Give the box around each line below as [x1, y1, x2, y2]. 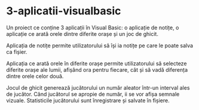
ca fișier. [6, 48, 27, 55]
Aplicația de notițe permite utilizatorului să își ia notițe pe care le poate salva [6, 42, 193, 49]
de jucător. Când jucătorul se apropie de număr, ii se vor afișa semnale [6, 90, 180, 97]
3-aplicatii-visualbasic [6, 4, 121, 18]
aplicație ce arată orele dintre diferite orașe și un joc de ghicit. [6, 30, 158, 37]
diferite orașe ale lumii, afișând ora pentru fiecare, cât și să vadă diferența [6, 66, 188, 73]
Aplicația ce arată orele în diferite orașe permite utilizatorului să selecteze [6, 60, 187, 67]
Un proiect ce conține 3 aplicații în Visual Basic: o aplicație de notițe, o [6, 24, 179, 31]
